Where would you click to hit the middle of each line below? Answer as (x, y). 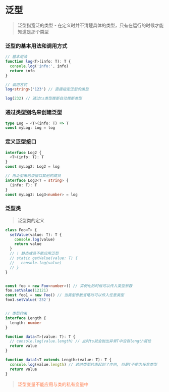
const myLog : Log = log (30, 128)
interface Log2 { (23, 153)
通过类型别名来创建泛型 (34, 113)
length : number (26, 323)
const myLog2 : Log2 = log (32, 167)
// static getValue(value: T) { (44, 258)
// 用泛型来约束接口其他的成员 (33, 176)
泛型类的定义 (31, 220)
